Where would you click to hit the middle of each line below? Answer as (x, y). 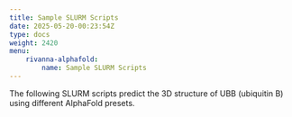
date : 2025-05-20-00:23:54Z (62, 26)
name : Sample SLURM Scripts (94, 68)
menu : (19, 51)
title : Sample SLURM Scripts (64, 18)
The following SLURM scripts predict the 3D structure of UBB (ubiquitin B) (146, 93)
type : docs (30, 34)
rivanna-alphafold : (62, 59)
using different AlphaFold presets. (72, 103)
